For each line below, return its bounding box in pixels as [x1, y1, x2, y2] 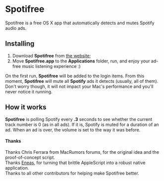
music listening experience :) [22, 63, 81, 69]
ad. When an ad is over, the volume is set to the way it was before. [5, 126, 141, 132]
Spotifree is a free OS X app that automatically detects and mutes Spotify [5, 20, 155, 26]
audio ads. [5, 25, 27, 31]
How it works [5, 103, 47, 112]
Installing [5, 40, 35, 48]
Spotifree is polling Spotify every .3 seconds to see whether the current [5, 116, 153, 122]
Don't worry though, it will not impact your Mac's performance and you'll [5, 83, 154, 89]
